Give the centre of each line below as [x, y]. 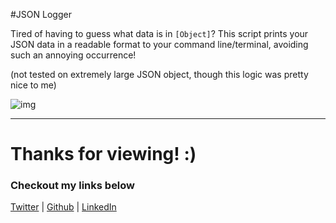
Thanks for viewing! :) [103, 154]
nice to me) [33, 85]
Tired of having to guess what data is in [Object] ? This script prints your [159, 33]
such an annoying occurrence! [73, 55]
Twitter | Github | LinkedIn [63, 207]
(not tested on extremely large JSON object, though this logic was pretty [159, 74]
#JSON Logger [41, 14]
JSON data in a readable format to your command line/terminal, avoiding [159, 44]
